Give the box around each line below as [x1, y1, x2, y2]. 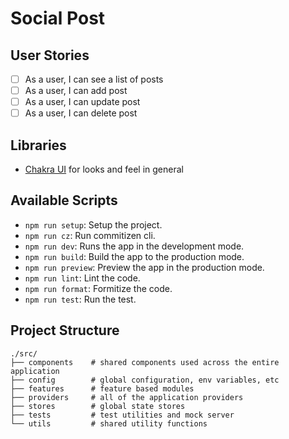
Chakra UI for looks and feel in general [24, 163, 184, 176]
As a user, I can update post [24, 96, 141, 108]
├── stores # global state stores [10, 401, 186, 411]
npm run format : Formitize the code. [24, 282, 173, 294]
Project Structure [10, 322, 120, 339]
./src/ [10, 348, 38, 359]
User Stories [10, 47, 90, 64]
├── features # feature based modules [10, 383, 195, 394]
